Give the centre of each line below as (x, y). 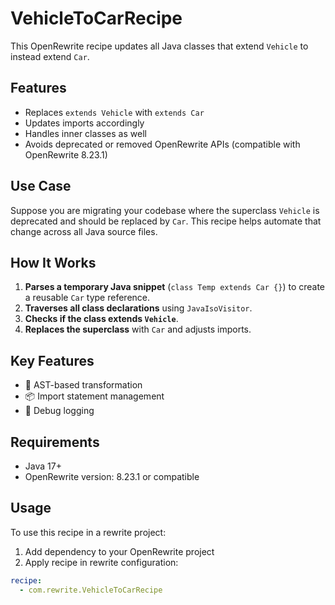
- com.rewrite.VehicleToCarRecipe (91, 590)
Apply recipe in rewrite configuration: (101, 562)
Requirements (55, 442)
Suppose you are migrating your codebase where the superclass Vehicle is (165, 210)
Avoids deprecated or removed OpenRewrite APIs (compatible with (162, 144)
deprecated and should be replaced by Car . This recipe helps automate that (166, 221)
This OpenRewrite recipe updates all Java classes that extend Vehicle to (159, 46)
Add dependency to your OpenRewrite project (119, 551)
